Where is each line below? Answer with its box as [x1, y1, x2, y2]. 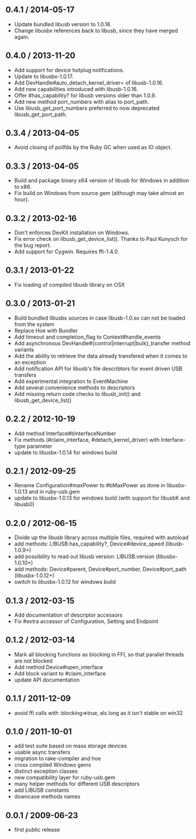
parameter [27, 442, 53, 450]
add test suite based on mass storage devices [14, 742, 127, 750]
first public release [14, 826, 60, 834]
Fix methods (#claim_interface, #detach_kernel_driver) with [14, 436, 160, 443]
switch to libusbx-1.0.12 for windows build [14, 578, 116, 586]
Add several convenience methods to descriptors [14, 384, 135, 391]
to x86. [14, 183, 32, 190]
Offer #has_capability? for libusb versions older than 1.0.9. [14, 92, 157, 99]
